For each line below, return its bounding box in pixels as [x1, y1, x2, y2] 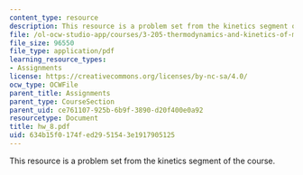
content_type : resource [9, 13, 99, 23]
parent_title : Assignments [9, 88, 111, 97]
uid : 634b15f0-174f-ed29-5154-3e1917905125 [9, 131, 176, 140]
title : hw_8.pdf [9, 123, 70, 132]
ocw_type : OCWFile [9, 80, 78, 89]
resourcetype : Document [9, 114, 99, 123]
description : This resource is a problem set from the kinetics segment [9, 22, 289, 31]
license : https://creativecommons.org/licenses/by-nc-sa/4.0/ [9, 72, 248, 81]
